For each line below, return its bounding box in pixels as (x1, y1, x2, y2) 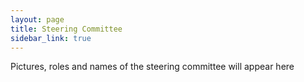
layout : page (10, 14, 65, 25)
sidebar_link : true (10, 33, 92, 43)
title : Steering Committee (10, 24, 123, 34)
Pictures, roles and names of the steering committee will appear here (10, 61, 295, 73)
